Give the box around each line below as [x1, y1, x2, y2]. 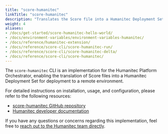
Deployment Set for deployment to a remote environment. [5, 78, 124, 84]
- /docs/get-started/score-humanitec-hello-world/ [5, 30, 113, 35]
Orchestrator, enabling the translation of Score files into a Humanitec [5, 73, 146, 79]
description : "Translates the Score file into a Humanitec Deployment [5, 16, 155, 21]
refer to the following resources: [5, 93, 71, 99]
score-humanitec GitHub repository [12, 103, 86, 109]
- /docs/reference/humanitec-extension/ [5, 40, 91, 45]
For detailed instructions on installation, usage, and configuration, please [5, 88, 155, 94]
